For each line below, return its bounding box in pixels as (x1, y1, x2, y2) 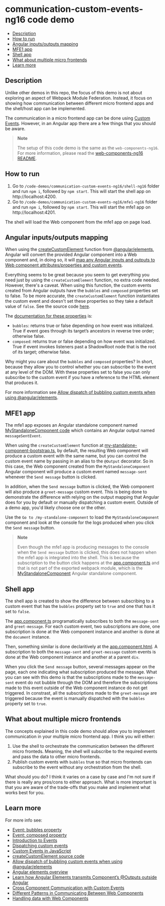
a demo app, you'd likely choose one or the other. (5, 505, 106, 511)
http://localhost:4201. (12, 209, 56, 215)
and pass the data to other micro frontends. (12, 753, 101, 760)
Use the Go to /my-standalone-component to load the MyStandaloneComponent (5, 515, 159, 520)
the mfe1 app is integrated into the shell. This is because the (17, 555, 140, 561)
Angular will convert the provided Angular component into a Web (5, 252, 137, 258)
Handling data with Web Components (12, 895, 89, 901)
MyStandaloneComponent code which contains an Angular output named (5, 428, 155, 434)
